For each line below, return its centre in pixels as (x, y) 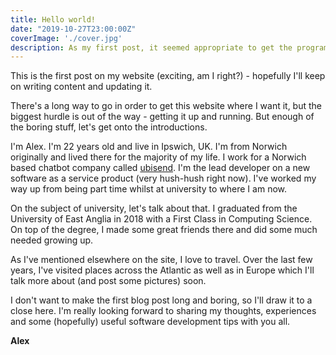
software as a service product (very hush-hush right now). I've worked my (163, 178)
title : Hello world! (53, 19)
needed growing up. (52, 240)
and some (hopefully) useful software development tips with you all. (150, 322)
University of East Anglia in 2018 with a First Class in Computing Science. (161, 219)
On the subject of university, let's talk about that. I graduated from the (154, 208)
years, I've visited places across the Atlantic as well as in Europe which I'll (162, 270)
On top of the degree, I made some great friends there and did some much (164, 230)
